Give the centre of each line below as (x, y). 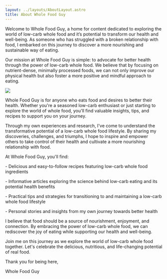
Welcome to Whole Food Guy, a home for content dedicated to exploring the (83, 28)
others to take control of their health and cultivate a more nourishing (75, 141)
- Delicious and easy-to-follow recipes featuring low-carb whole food (77, 166)
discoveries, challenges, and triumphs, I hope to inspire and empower (77, 136)
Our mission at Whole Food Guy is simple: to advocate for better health (78, 59)
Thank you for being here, (32, 261)
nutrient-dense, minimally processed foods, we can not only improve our (80, 70)
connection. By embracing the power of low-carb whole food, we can (77, 226)
